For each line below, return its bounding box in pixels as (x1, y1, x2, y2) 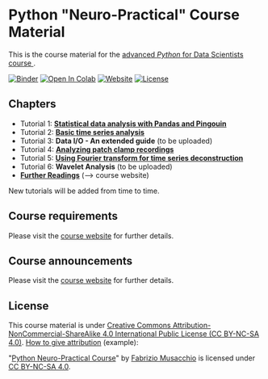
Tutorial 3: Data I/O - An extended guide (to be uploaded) (19, 136, 213, 145)
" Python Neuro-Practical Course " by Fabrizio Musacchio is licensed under (8, 353, 256, 363)
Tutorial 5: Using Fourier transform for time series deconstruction (19, 153, 244, 162)
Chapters (8, 97, 57, 111)
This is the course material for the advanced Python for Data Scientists (8, 49, 244, 59)
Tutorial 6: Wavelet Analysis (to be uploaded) (19, 162, 173, 171)
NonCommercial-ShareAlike (8, 329, 101, 339)
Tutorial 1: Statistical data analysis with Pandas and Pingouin (19, 119, 228, 128)
